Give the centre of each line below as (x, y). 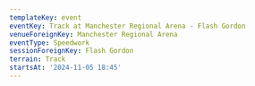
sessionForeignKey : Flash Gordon (72, 51)
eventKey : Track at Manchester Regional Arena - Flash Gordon (127, 26)
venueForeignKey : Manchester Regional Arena (93, 34)
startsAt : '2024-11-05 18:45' (66, 68)
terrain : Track (38, 59)
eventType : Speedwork (50, 43)
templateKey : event (46, 17)
